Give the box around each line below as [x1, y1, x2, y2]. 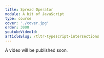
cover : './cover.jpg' [5, 20, 49, 26]
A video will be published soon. [5, 47, 68, 53]
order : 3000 [5, 25, 29, 30]
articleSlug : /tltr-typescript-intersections [5, 34, 99, 39]
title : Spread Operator [5, 7, 54, 12]
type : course [5, 16, 32, 21]
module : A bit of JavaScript [5, 12, 64, 16]
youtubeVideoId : [5, 29, 38, 34]
